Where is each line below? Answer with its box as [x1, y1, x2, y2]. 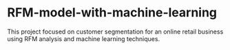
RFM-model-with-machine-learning [7, 5, 218, 21]
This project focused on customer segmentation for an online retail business [7, 27, 224, 36]
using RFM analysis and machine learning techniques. [7, 34, 160, 42]
